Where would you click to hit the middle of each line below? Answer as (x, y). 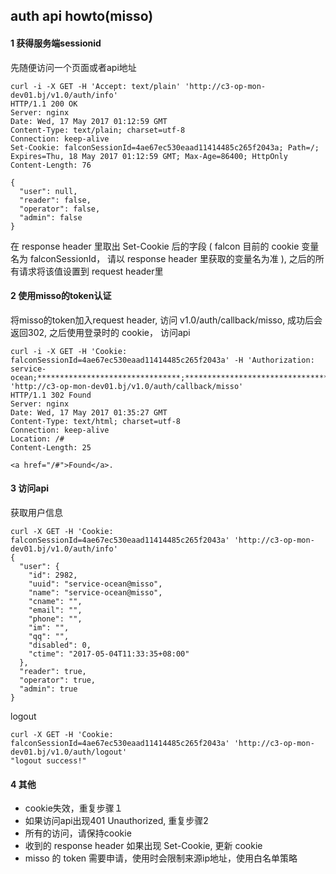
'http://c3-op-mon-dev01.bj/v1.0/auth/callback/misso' (127, 386)
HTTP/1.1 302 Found (51, 395)
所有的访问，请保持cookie (78, 833)
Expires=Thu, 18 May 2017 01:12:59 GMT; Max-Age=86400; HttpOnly (149, 156)
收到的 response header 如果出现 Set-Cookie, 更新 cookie (143, 846)
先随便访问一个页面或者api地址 (73, 67)
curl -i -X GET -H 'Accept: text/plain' (96, 86)
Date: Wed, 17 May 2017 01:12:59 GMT (89, 121)
